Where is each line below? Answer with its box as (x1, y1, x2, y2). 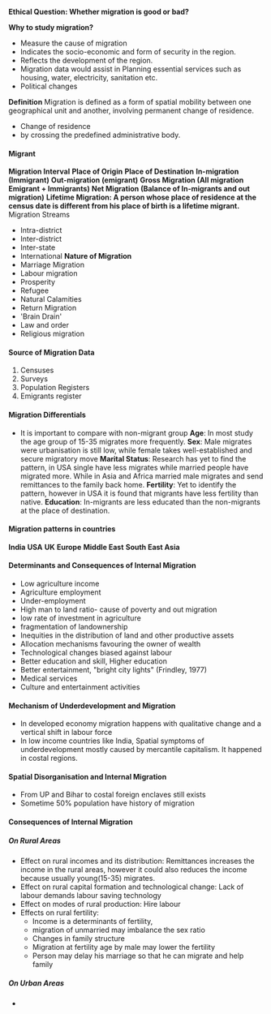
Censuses (19, 365, 54, 376)
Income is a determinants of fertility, (32, 916, 153, 926)
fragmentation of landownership (19, 622, 128, 632)
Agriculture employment (19, 587, 101, 597)
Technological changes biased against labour (19, 648, 172, 658)
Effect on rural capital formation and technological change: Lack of (19, 882, 244, 892)
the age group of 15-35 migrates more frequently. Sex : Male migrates (19, 436, 252, 446)
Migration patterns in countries (8, 524, 116, 534)
